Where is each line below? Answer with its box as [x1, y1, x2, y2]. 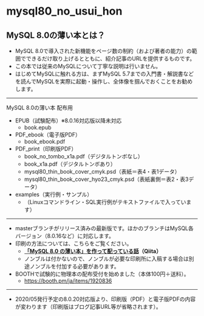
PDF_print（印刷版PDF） [15, 145, 77, 152]
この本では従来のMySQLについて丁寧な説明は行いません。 [15, 63, 161, 69]
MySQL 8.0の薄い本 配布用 [6, 104, 73, 111]
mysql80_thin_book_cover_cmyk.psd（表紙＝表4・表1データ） [24, 168, 180, 175]
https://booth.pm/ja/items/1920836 [24, 277, 112, 284]
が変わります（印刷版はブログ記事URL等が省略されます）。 [15, 303, 162, 310]
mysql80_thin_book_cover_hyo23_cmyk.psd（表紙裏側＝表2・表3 [24, 175, 189, 183]
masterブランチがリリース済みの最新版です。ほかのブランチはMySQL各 [15, 225, 194, 232]
